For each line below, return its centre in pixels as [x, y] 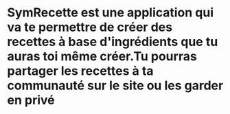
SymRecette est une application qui [111, 13]
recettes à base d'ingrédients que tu [113, 42]
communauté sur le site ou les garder [115, 85]
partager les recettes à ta [80, 71]
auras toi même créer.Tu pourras [102, 57]
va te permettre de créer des [90, 27]
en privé [31, 100]
